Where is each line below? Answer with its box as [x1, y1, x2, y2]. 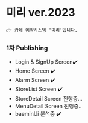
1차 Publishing [6, 44, 48, 52]
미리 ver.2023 [6, 5, 75, 19]
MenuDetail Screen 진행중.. [14, 102, 82, 110]
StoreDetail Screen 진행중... [14, 95, 83, 102]
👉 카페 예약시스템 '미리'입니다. [6, 27, 78, 33]
